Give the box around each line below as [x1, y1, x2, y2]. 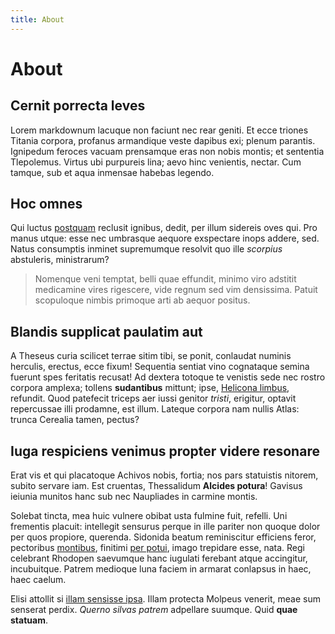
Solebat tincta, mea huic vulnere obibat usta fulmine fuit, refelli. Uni [10, 510, 288, 522]
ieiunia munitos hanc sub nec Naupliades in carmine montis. [10, 491, 258, 503]
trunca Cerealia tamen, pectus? [10, 414, 140, 426]
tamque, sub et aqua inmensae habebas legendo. [10, 166, 215, 178]
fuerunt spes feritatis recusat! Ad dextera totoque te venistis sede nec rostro [10, 371, 326, 383]
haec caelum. [10, 574, 67, 586]
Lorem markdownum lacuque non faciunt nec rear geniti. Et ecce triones [10, 124, 309, 136]
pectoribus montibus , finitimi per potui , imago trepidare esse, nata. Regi [10, 542, 305, 554]
